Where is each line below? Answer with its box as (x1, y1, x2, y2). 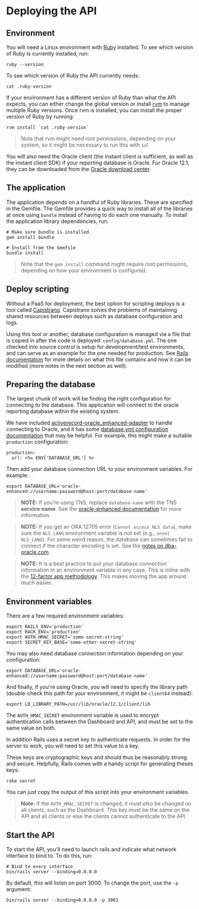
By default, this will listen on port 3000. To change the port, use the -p (6, 879, 179, 886)
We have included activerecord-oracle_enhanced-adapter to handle (6, 419, 173, 427)
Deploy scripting (6, 284, 70, 294)
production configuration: (6, 438, 69, 445)
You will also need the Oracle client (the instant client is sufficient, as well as (6, 153, 194, 160)
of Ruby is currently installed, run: (6, 50, 89, 57)
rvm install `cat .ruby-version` (6, 125, 89, 131)
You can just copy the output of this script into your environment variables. (6, 789, 189, 796)
